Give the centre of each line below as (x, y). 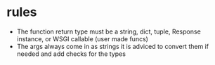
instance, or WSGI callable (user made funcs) (83, 38)
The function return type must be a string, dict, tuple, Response (109, 31)
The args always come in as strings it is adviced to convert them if (112, 46)
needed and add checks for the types (71, 54)
